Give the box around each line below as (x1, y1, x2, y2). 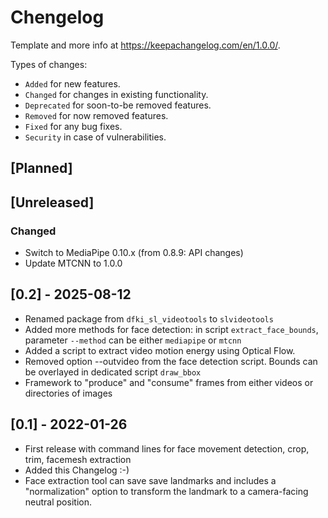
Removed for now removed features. (24, 109, 169, 121)
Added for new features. (24, 77, 121, 90)
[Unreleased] (10, 194, 95, 211)
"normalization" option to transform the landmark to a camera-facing (24, 485, 309, 497)
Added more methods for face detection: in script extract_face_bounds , (24, 323, 319, 335)
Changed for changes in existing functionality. (24, 88, 209, 100)
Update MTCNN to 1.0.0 (24, 257, 123, 270)
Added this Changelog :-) (24, 464, 130, 476)
